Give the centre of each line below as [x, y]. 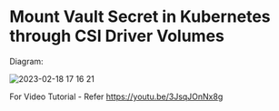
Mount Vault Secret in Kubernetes [140, 17]
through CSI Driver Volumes [117, 36]
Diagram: [26, 61]
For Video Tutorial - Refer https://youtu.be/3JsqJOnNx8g [116, 96]
